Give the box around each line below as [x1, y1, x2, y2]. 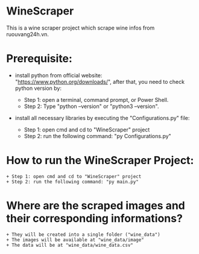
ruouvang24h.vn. [6, 30, 49, 37]
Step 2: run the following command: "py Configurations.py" [24, 132, 172, 139]
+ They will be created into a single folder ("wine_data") [6, 231, 161, 238]
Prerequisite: [6, 52, 72, 66]
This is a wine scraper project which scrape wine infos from [6, 24, 155, 31]
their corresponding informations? [6, 212, 183, 225]
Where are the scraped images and [6, 199, 186, 212]
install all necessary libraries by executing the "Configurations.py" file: [14, 114, 190, 121]
